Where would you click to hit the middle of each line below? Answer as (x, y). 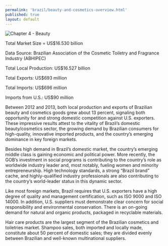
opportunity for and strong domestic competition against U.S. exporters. (80, 118)
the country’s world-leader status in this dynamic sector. (64, 181)
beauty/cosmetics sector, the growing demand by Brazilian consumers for (82, 129)
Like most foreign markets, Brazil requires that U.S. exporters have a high (81, 191)
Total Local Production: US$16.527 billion (48, 68)
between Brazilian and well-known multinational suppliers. (66, 238)
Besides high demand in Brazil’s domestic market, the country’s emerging (81, 149)
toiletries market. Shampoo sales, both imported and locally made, (74, 228)
